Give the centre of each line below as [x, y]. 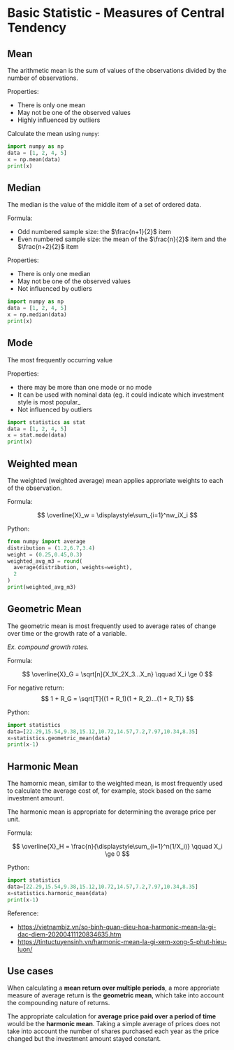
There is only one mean [51, 105]
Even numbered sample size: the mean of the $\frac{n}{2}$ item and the [122, 239]
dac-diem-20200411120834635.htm [69, 934]
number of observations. [43, 78]
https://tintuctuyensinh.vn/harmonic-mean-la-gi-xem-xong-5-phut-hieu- [122, 941]
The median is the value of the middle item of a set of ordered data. [104, 205]
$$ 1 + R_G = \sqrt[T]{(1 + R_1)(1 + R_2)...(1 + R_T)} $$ [117, 698]
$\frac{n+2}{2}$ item [48, 247]
